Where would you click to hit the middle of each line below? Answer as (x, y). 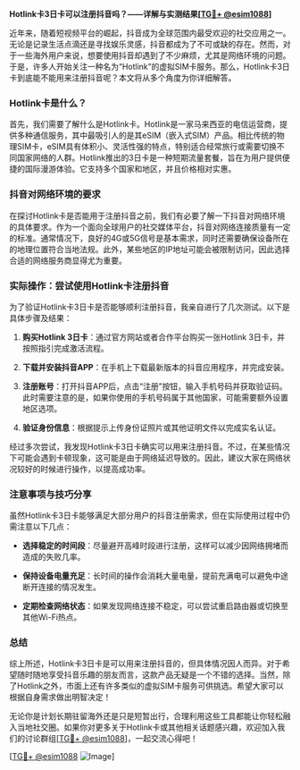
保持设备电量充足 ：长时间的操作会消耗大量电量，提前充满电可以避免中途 (155, 576)
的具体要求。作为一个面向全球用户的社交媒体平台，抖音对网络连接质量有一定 (150, 226)
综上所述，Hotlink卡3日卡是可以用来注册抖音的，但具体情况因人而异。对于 (146, 664)
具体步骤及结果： (41, 317)
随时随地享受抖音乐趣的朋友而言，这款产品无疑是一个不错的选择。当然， (150, 675)
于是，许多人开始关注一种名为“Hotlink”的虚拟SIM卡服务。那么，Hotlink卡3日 (150, 67)
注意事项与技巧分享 (50, 494)
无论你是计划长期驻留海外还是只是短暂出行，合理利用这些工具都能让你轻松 (146, 716)
